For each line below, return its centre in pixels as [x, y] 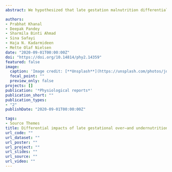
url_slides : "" [21, 152]
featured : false [23, 62]
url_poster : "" [21, 142]
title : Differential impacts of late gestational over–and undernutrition [87, 128]
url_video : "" [20, 161]
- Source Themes [23, 124]
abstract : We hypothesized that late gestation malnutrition [72, 10]
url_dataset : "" [23, 138]
